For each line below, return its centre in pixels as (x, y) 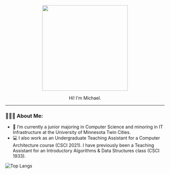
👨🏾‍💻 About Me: (24, 116)
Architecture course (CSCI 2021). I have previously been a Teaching (83, 145)
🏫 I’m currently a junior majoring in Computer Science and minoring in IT (88, 127)
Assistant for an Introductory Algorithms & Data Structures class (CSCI (86, 151)
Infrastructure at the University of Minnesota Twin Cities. (72, 132)
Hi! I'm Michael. (85, 98)
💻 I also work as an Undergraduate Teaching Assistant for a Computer (86, 138)
